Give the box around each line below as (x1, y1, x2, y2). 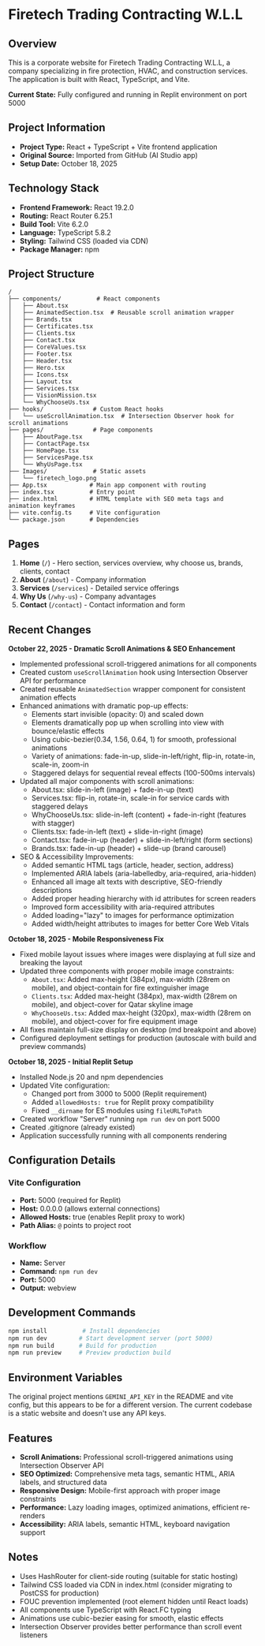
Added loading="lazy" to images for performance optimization (31, 911, 234, 920)
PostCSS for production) (19, 1588, 100, 1598)
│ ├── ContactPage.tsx (8, 440, 90, 448)
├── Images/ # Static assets (8, 468, 147, 476)
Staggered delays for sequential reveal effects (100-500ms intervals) (31, 768, 256, 778)
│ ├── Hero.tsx (8, 364, 65, 372)
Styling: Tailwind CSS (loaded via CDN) (19, 236, 149, 245)
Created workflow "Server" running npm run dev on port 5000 (19, 1114, 221, 1124)
